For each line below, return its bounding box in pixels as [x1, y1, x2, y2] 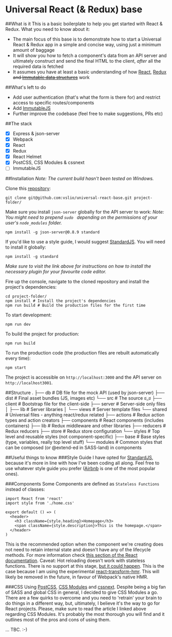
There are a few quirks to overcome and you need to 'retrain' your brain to [5, 595, 162, 601]
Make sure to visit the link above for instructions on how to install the [5, 263, 151, 269]
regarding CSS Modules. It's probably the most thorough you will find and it [5, 611, 165, 617]
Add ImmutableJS [12, 105, 51, 111]
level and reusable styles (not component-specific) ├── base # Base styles [5, 434, 165, 440]
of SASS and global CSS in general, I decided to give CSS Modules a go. [5, 589, 158, 595]
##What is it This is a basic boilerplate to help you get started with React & [5, 21, 163, 27]
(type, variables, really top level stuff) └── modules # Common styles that [5, 439, 163, 445]
